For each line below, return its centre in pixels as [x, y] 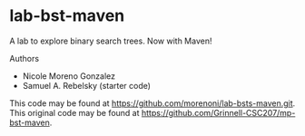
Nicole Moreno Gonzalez [69, 76]
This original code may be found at [74, 112]
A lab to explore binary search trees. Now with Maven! [111, 41]
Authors [24, 58]
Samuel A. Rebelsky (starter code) [87, 85]
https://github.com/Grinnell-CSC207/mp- [218, 112]
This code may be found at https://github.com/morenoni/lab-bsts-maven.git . [152, 103]
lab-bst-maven [67, 16]
